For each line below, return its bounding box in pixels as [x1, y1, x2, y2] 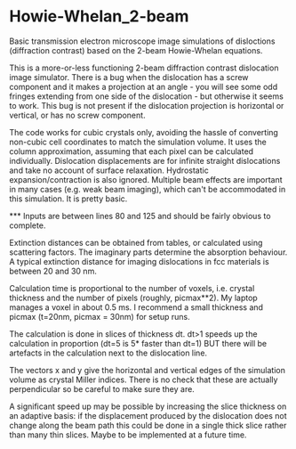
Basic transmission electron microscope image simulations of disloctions [9, 36, 276, 46]
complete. [9, 220, 46, 231]
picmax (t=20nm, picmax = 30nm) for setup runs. [9, 311, 190, 322]
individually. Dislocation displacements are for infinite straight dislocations [9, 155, 281, 166]
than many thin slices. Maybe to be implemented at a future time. [9, 429, 247, 440]
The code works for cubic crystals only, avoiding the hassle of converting [9, 127, 278, 137]
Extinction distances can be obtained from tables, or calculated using [9, 237, 263, 248]
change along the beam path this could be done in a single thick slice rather [9, 420, 287, 430]
